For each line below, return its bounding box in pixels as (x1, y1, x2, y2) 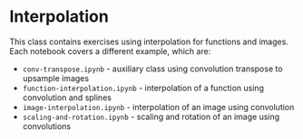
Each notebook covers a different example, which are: (9, 45, 211, 56)
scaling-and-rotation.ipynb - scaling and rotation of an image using (22, 111, 280, 122)
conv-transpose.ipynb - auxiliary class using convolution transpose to (22, 63, 283, 74)
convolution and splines (22, 92, 112, 103)
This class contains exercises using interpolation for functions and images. (9, 36, 288, 47)
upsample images (22, 72, 89, 83)
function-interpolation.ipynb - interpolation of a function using (22, 82, 265, 93)
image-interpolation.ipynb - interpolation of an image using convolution (22, 101, 295, 112)
